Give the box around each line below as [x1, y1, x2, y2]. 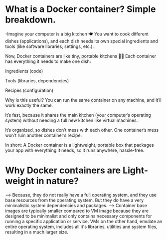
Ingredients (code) [5, 68, 43, 74]
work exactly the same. [5, 102, 53, 108]
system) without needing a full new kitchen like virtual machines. [5, 117, 138, 123]
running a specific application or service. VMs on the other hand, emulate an [5, 218, 163, 224]
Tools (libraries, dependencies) [5, 77, 69, 83]
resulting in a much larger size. [5, 229, 69, 235]
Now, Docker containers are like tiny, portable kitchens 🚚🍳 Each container [5, 53, 157, 59]
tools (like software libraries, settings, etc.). [5, 43, 94, 49]
